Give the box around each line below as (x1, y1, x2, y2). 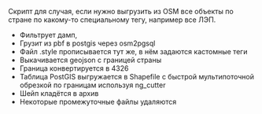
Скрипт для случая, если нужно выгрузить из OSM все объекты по (8, 7, 234, 16)
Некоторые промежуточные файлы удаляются (19, 97, 177, 106)
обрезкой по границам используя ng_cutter (19, 80, 166, 90)
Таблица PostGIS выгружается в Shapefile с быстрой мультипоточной (19, 72, 254, 81)
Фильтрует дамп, (19, 31, 78, 39)
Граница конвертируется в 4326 (19, 64, 129, 73)
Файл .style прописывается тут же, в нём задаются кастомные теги (19, 47, 248, 56)
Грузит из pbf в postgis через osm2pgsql (19, 39, 156, 48)
